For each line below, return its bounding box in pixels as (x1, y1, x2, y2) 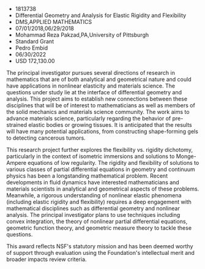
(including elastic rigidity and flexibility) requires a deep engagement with (6, 199, 192, 205)
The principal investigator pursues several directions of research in (6, 69, 176, 76)
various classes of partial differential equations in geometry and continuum (6, 165, 196, 173)
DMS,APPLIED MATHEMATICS (15, 18, 92, 25)
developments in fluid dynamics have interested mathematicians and (6, 179, 179, 186)
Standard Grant (15, 38, 54, 45)
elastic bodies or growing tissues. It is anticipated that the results (28, 121, 192, 128)
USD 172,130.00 (15, 58, 55, 64)
